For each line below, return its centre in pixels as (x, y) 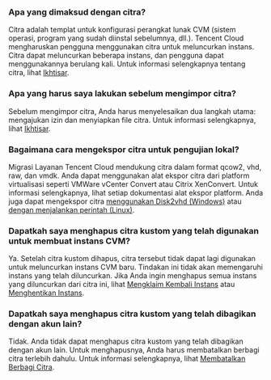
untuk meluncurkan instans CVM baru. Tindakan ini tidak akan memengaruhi (135, 267)
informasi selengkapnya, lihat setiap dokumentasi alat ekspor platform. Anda (136, 192)
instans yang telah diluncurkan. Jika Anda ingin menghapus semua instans (133, 276)
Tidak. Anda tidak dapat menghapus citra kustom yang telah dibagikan (126, 341)
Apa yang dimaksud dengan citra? (77, 12)
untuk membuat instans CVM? (70, 241)
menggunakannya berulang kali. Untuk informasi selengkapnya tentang (127, 64)
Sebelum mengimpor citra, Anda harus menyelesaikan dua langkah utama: (132, 111)
